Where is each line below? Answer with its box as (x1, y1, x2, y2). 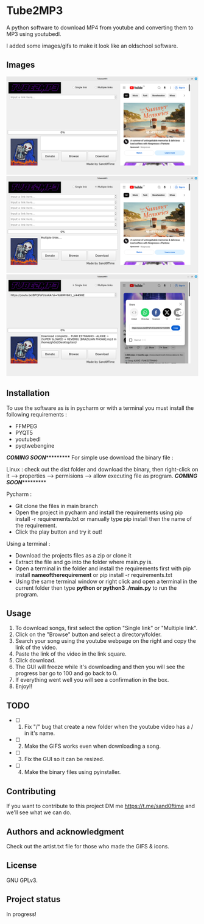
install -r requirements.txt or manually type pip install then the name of (15, 515, 192, 522)
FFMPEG (15, 422, 38, 430)
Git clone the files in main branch (15, 502, 99, 509)
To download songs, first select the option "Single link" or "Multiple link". (15, 625, 198, 632)
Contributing (6, 786, 56, 797)
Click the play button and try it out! (15, 528, 102, 535)
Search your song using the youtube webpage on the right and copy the (15, 637, 196, 645)
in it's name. (24, 729, 55, 737)
